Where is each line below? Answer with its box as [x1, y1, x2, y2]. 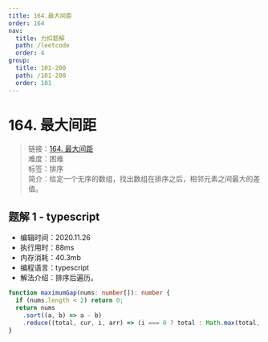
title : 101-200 [15, 64, 67, 72]
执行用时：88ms [19, 242, 75, 253]
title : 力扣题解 [15, 34, 66, 43]
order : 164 [8, 19, 45, 27]
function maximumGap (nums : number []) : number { [8, 289, 171, 297]
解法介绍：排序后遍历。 [19, 273, 98, 283]
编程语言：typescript [19, 263, 90, 273]
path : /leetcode [15, 42, 70, 50]
